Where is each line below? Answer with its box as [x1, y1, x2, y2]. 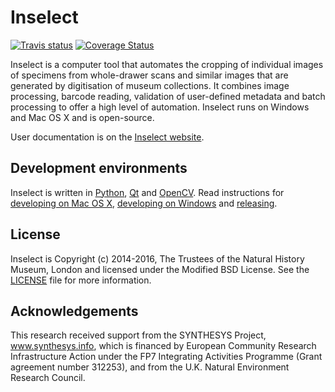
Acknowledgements [10, 302, 139, 320]
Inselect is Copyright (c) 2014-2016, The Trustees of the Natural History [10, 252, 305, 265]
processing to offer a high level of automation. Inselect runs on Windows [10, 101, 310, 113]
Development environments [10, 160, 188, 177]
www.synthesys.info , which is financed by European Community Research [10, 340, 317, 352]
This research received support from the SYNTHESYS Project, [10, 329, 267, 341]
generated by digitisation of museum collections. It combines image [10, 79, 290, 91]
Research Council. [10, 372, 86, 384]
